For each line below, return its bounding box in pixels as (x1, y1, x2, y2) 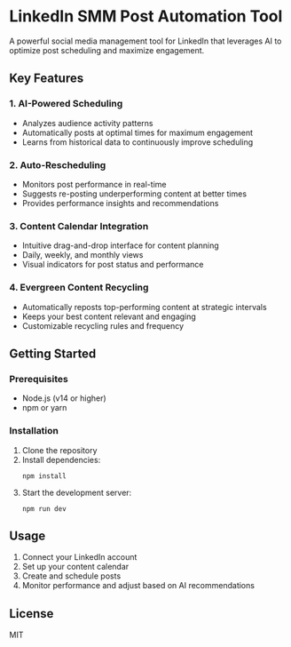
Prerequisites (9, 372, 68, 385)
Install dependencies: (21, 454, 101, 465)
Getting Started (9, 346, 97, 361)
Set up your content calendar (21, 562, 130, 572)
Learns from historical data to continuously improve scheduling (21, 136, 254, 148)
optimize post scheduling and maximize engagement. (9, 44, 205, 55)
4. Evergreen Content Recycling (9, 282, 149, 294)
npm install (21, 471, 67, 481)
